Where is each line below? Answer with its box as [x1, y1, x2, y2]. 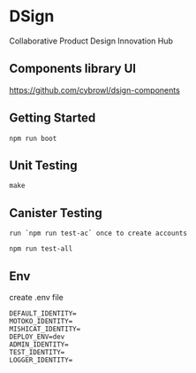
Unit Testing [9, 158, 78, 173]
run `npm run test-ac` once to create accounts [9, 229, 188, 238]
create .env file [9, 292, 64, 302]
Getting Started [9, 111, 96, 126]
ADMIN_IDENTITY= [9, 340, 69, 349]
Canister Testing [9, 206, 103, 221]
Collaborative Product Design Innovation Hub [9, 35, 174, 46]
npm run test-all [9, 245, 73, 253]
